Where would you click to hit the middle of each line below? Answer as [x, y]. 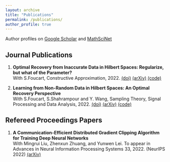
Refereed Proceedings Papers [54, 120]
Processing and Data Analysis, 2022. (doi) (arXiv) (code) [72, 104]
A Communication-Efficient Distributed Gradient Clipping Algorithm [86, 132]
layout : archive [22, 10]
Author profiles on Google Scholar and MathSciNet [59, 39]
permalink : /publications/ [34, 19]
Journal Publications [39, 55]
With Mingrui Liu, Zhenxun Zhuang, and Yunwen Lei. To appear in [81, 143]
